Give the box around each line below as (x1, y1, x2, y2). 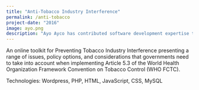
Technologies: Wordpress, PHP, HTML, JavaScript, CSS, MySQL (6, 78, 163, 85)
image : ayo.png (6, 25, 44, 31)
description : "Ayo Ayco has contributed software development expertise (6, 31, 190, 37)
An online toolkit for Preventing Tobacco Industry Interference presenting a (6, 47, 190, 54)
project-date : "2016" (6, 20, 60, 25)
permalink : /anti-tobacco (6, 14, 70, 20)
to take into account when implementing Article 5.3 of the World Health (6, 60, 179, 67)
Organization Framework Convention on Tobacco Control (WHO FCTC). (6, 66, 181, 73)
